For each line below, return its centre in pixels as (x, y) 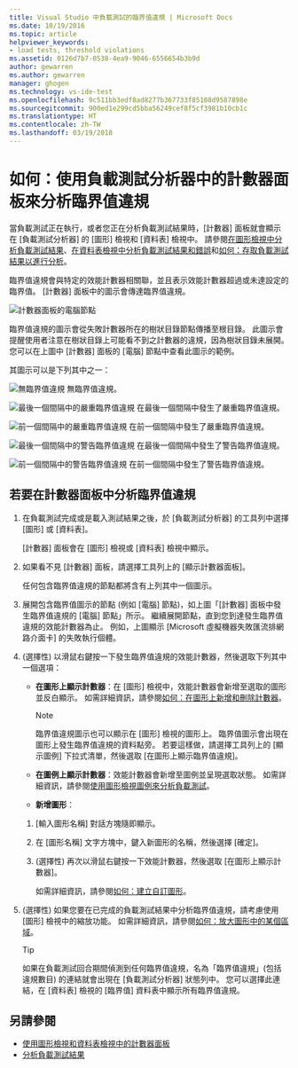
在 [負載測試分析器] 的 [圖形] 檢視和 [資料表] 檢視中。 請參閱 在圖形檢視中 (142, 239)
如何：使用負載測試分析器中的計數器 (141, 180)
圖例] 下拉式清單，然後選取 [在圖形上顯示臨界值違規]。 (143, 756)
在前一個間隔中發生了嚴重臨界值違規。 (198, 426)
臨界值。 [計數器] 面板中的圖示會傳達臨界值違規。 (100, 291)
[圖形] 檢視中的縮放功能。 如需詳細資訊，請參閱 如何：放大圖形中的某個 (151, 921)
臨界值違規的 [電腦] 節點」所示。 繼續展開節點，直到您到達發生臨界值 (157, 615)
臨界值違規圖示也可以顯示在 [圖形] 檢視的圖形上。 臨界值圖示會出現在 (162, 734)
